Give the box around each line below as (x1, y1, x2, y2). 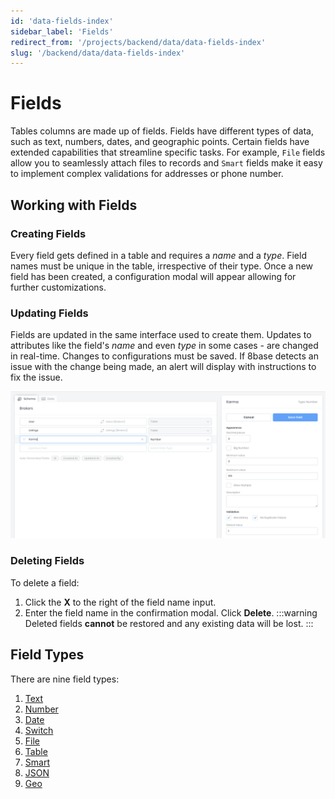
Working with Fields (10, 196, 138, 214)
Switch (24, 724, 54, 736)
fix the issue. (10, 371, 63, 384)
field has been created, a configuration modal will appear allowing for (10, 270, 297, 282)
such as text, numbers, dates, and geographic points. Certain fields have (10, 136, 310, 148)
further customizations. (10, 281, 107, 293)
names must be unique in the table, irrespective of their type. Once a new (10, 260, 313, 272)
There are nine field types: (10, 673, 120, 685)
